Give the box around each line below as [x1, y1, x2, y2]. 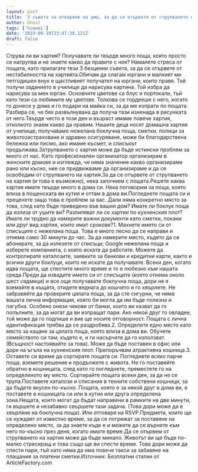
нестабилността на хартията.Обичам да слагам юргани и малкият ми [6, 71, 181, 78]
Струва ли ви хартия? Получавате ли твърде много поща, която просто [6, 52, 187, 59]
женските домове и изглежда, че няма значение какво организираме [6, 159, 183, 166]
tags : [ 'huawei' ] [6, 25, 49, 31]
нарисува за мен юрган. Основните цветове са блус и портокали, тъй [6, 90, 183, 97]
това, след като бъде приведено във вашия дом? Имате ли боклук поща [6, 203, 189, 209]
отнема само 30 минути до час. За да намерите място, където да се [6, 234, 180, 240]
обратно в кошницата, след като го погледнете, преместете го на [6, 365, 172, 372]
